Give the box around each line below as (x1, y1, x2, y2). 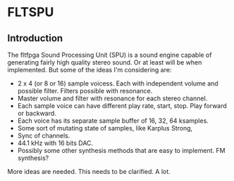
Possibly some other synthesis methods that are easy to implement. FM (17, 147, 226, 154)
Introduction (7, 32, 63, 44)
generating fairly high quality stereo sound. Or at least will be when (7, 58, 202, 67)
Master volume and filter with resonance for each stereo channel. (17, 94, 208, 102)
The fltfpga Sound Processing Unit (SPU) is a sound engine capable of (7, 51, 212, 59)
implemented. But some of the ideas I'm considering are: (7, 66, 172, 74)
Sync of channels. (17, 131, 70, 140)
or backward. (17, 109, 56, 117)
